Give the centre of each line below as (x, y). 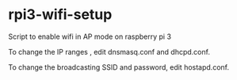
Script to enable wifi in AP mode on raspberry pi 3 (90, 36)
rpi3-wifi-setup (60, 15)
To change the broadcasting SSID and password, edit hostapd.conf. (119, 67)
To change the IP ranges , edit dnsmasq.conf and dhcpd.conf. (109, 51)
